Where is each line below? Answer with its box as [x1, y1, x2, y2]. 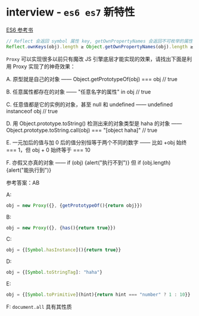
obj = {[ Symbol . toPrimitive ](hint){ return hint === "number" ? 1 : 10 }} [6, 292, 191, 298]
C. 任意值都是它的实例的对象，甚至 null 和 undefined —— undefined [6, 101, 173, 108]
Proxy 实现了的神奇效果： [13, 63, 76, 70]
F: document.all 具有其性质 [6, 303, 73, 311]
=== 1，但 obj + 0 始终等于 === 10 [6, 146, 91, 153]
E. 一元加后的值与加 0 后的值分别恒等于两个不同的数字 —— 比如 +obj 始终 [6, 138, 187, 146]
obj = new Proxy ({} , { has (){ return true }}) [6, 225, 116, 231]
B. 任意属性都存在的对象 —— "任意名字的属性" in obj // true [6, 88, 151, 95]
